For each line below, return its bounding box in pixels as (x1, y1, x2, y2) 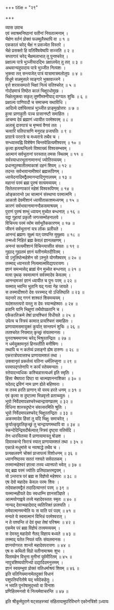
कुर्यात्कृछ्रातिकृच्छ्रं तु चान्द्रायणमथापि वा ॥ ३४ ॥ (5, 421, 80, 427)
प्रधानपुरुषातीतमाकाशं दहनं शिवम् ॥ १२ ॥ (5, 163, 71, 168)
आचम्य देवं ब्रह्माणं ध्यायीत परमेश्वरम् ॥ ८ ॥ (5, 117, 73, 122)
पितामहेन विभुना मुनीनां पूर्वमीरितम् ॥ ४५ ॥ (5, 554, 72, 559)
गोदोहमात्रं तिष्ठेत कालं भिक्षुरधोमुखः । (5, 88, 64, 94)
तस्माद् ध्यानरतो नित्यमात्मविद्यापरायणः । (5, 260, 69, 266)
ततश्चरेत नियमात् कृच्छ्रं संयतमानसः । (5, 329, 65, 335)
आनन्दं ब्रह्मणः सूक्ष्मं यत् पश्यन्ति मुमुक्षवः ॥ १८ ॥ (5, 232, 80, 237)
